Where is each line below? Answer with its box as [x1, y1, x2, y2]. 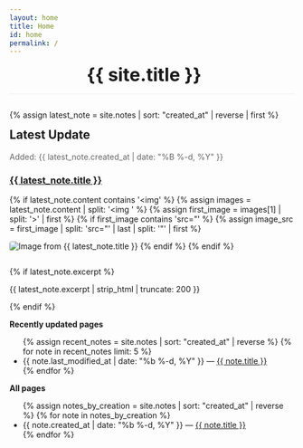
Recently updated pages [9, 319, 104, 329]
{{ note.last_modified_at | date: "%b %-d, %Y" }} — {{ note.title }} [22, 355, 268, 367]
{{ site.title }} [86, 63, 202, 87]
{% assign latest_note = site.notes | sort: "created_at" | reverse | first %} [9, 110, 279, 120]
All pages [9, 382, 46, 394]
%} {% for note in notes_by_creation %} [22, 409, 171, 421]
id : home [9, 30, 43, 39]
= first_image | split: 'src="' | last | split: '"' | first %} [9, 223, 202, 234]
